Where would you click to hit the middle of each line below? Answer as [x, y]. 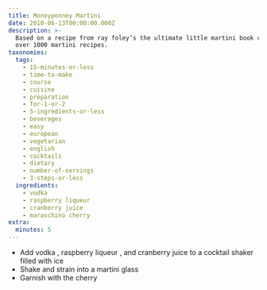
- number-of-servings [58, 171]
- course [37, 82]
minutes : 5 [33, 230]
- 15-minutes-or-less [58, 68]
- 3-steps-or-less [53, 178]
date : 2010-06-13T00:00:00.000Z [62, 23]
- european [41, 133]
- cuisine [39, 89]
